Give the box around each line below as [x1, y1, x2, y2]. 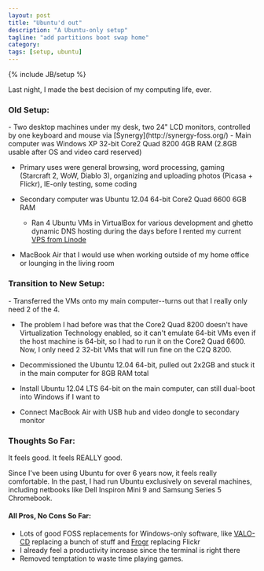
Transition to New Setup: [8, 278, 105, 289]
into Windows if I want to [19, 392, 101, 401]
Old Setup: [8, 104, 49, 115]
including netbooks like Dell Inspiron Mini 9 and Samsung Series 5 [8, 484, 222, 494]
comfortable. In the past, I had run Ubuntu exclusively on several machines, [8, 477, 253, 486]
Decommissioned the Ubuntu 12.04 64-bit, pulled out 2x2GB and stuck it [19, 359, 255, 370]
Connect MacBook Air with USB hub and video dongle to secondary [19, 407, 240, 417]
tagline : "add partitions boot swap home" [8, 33, 149, 42]
